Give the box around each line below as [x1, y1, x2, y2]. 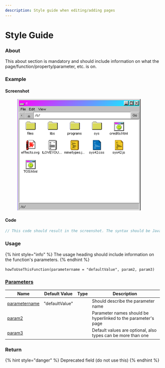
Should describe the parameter [92, 298, 155, 304]
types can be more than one [92, 333, 149, 339]
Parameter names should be [92, 310, 149, 316]
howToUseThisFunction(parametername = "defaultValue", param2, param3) [5, 267, 155, 272]
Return [5, 346, 22, 353]
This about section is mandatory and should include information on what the [5, 58, 160, 64]
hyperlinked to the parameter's [92, 315, 155, 321]
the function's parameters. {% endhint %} [5, 257, 90, 263]
